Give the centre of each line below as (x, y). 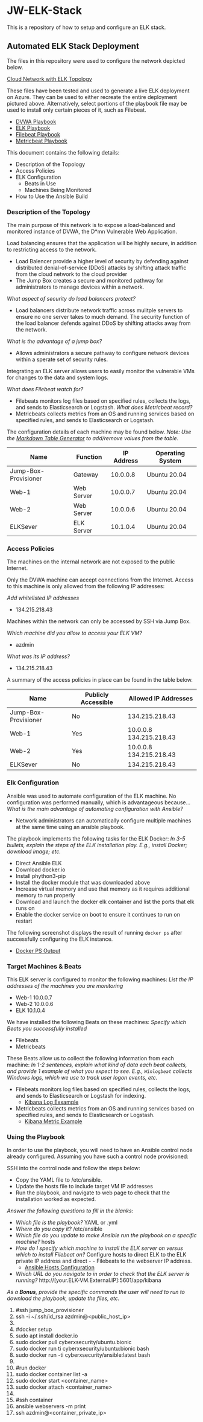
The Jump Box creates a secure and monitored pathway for (89, 281)
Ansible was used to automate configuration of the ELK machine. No (92, 796)
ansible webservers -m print (51, 1406)
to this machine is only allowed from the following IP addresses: (86, 586)
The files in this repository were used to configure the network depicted (96, 60)
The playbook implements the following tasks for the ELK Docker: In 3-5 (96, 838)
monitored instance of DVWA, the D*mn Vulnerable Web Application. (92, 232)
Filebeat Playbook (38, 134)
